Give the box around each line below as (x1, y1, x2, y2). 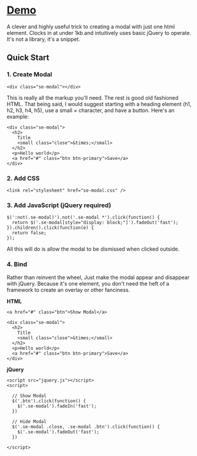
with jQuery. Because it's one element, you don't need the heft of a (6, 280, 170, 287)
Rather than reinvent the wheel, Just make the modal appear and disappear (6, 274, 190, 281)
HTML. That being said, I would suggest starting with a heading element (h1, (6, 100, 192, 107)
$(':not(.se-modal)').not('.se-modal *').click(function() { (6, 215, 160, 221)
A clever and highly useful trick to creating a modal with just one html (6, 23, 175, 30)
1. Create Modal (6, 70, 52, 78)
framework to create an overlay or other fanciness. (6, 286, 130, 293)
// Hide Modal (12, 418, 47, 425)
